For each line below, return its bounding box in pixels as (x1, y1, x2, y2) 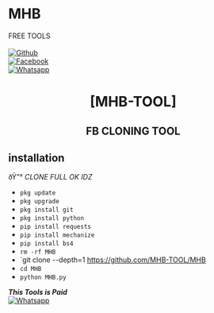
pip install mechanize (19, 231, 95, 239)
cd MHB (19, 265, 42, 273)
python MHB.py (19, 273, 67, 282)
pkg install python (19, 214, 85, 222)
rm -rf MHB (19, 248, 56, 257)
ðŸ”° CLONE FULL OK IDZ (8, 172, 93, 182)
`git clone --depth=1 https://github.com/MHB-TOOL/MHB (19, 255, 206, 265)
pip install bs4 (19, 240, 74, 248)
